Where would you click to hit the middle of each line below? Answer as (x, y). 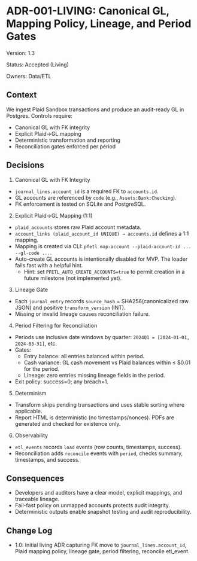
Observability (31, 435)
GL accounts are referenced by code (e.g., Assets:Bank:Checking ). (96, 197)
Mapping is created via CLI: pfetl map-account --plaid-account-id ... (103, 246)
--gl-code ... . (33, 252)
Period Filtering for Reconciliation (56, 325)
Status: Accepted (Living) (37, 65)
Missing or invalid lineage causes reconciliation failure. (82, 314)
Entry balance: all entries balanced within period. (84, 356)
